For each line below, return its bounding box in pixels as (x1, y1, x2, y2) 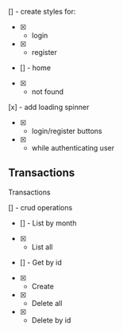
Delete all (31, 298, 63, 308)
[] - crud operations (8, 202, 73, 212)
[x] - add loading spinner (8, 103, 90, 112)
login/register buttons (31, 127, 102, 135)
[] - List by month (19, 218, 77, 228)
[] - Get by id (19, 257, 62, 267)
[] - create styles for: (8, 7, 76, 16)
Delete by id (31, 315, 71, 325)
